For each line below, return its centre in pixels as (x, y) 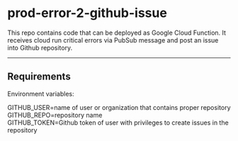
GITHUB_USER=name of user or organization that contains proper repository (119, 107)
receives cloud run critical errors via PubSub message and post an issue (113, 40)
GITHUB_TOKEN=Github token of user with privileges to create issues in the (118, 123)
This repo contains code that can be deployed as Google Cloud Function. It (117, 33)
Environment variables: (41, 94)
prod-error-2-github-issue (87, 13)
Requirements (39, 77)
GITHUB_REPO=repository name (55, 115)
